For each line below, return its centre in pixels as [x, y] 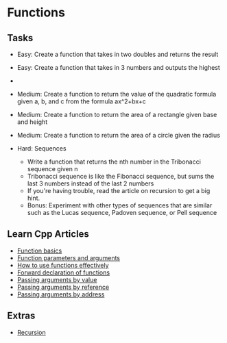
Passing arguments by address [61, 294]
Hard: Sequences [41, 148]
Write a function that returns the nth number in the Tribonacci [114, 162]
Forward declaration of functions [63, 272]
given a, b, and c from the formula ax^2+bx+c [81, 101]
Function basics [39, 251]
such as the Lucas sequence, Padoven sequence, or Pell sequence [122, 213]
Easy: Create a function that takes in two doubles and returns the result [118, 54]
